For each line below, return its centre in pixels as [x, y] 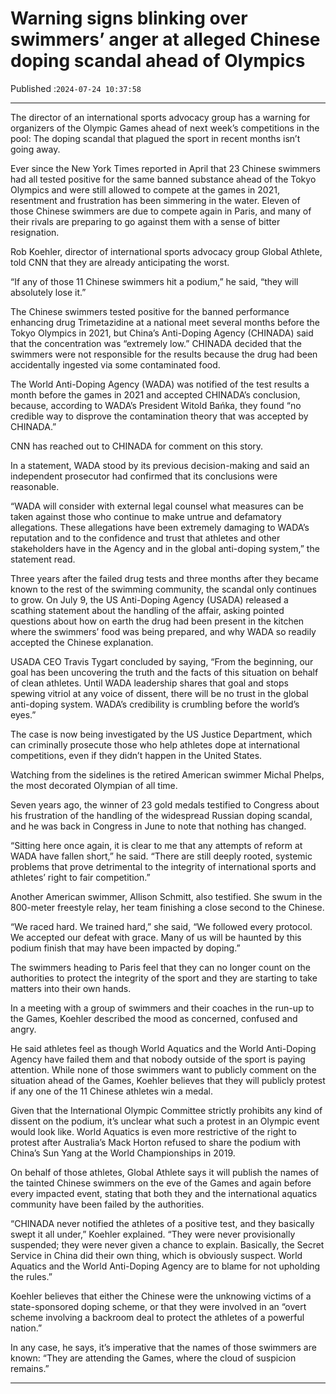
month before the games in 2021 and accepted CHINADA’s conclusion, [155, 394]
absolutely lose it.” [48, 292]
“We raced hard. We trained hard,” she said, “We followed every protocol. [161, 926]
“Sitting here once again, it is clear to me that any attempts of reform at [156, 845]
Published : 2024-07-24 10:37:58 [76, 88]
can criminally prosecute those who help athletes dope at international [155, 744]
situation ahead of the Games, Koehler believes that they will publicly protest [168, 1080]
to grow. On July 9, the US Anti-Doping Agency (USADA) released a [149, 599]
